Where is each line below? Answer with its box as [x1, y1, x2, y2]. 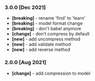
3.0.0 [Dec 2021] [4, 4, 46, 11]
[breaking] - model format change [11, 20, 83, 26]
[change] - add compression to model [11, 70, 91, 76]
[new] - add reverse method [11, 46, 71, 53]
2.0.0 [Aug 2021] [4, 59, 47, 66]
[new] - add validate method [11, 41, 71, 47]
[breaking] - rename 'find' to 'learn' [11, 15, 86, 21]
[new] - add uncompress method [11, 36, 81, 42]
